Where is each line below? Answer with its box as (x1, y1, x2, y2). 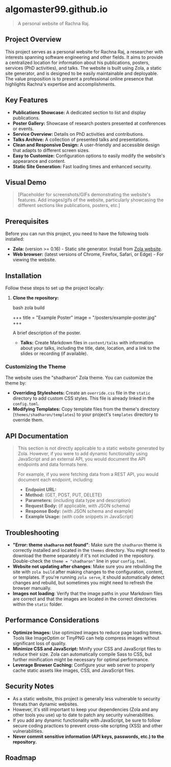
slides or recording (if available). (20, 350, 88, 357)
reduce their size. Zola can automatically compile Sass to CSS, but (12, 651, 152, 657)
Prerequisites (5, 217, 49, 226)
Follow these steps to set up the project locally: (5, 285, 104, 291)
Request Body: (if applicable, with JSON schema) (25, 503, 130, 509)
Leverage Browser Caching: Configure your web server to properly (12, 662, 155, 668)
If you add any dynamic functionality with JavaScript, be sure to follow (12, 717, 161, 723)
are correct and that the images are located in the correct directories (12, 596, 157, 602)
